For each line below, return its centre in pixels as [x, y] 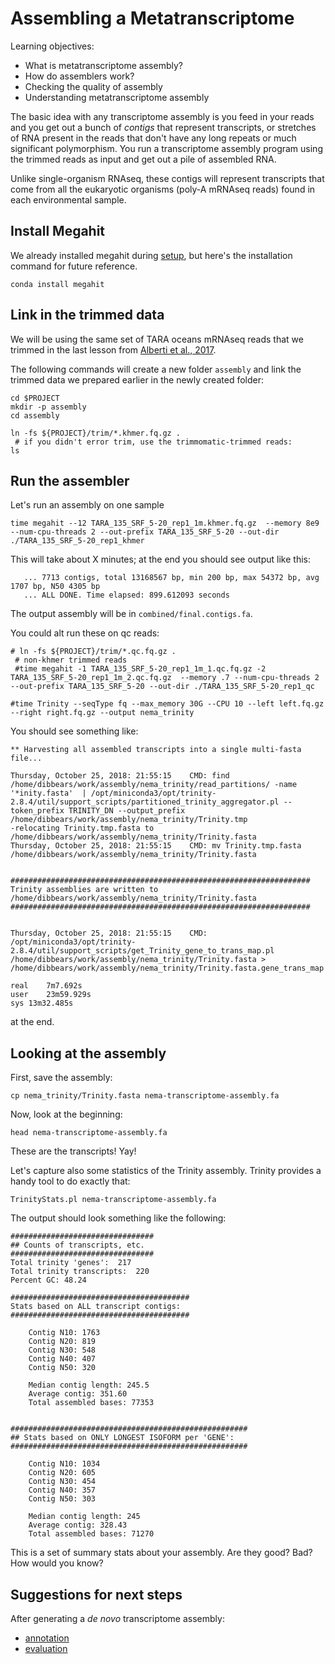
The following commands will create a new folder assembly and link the [156, 369]
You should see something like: [74, 731]
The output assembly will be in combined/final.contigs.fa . [131, 614]
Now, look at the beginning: [66, 1114]
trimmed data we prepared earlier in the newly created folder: [137, 379]
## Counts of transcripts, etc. [77, 1245]
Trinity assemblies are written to [84, 890]
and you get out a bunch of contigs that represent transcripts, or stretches [163, 127]
